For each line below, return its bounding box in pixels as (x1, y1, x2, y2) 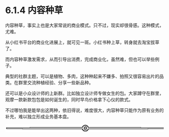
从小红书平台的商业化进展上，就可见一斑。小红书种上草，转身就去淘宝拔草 (5, 39, 159, 45)
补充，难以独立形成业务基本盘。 (5, 113, 71, 119)
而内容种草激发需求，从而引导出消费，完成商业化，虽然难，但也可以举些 (5, 56, 155, 62)
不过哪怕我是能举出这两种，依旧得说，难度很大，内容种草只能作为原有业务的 (5, 107, 164, 113)
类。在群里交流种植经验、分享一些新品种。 (5, 79, 94, 86)
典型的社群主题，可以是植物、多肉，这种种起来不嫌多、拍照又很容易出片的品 (5, 73, 164, 79)
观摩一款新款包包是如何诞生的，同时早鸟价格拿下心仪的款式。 (5, 96, 133, 102)
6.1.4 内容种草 (5, 5, 63, 16)
